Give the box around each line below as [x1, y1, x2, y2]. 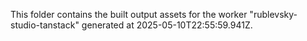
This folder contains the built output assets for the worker [10, 9, 248, 20]
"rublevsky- [249, 9, 298, 20]
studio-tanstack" [10, 19, 80, 31]
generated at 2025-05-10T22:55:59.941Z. [81, 19, 253, 31]
